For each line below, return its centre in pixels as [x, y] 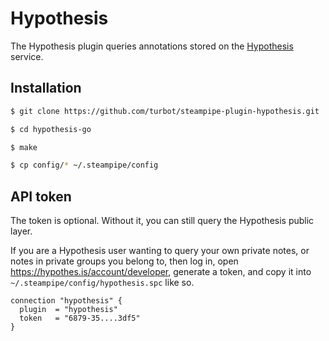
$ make [24, 147]
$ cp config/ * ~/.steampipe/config [84, 165]
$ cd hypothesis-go [51, 129]
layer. [21, 231]
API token [41, 196]
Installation [46, 88]
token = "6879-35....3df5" [80, 318]
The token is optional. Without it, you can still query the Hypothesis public [162, 221]
